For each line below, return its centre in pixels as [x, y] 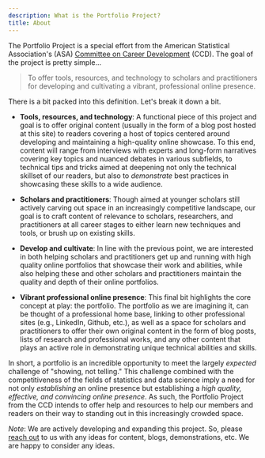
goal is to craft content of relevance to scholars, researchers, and [126, 216]
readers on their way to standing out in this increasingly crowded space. [126, 413]
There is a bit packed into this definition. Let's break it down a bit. [115, 101]
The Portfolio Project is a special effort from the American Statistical [119, 45]
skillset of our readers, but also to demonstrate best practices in [124, 176]
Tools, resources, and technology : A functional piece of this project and [138, 116]
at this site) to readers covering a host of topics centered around [125, 133]
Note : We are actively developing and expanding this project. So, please [125, 429]
